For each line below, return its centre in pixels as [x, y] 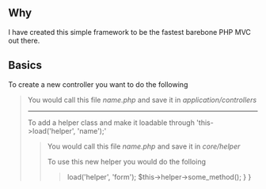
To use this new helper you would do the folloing [126, 161]
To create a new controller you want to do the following [98, 84]
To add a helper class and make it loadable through [111, 123]
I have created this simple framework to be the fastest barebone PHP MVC [130, 32]
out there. [24, 40]
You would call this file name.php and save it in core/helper [144, 146]
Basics [25, 65]
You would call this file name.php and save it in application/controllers [142, 100]
